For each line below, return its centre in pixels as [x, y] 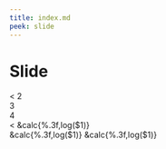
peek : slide [32, 26]
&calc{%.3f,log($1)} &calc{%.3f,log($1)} [83, 135]
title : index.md [40, 18]
